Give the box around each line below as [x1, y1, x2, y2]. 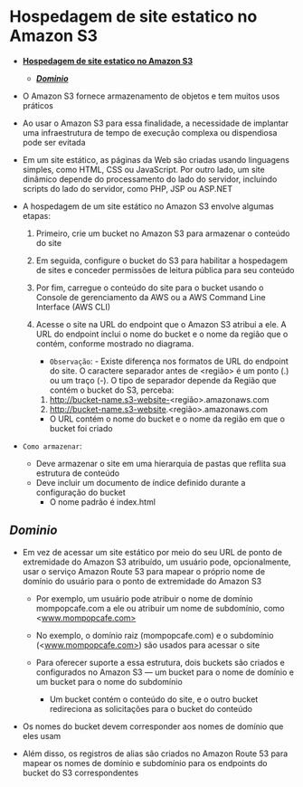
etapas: [22, 210, 52, 221]
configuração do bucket [35, 487, 127, 498]
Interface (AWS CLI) [35, 301, 111, 312]
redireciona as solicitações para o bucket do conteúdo [49, 703, 253, 714]
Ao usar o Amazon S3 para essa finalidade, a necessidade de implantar [22, 118, 289, 128]
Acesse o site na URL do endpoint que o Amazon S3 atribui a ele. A [35, 318, 287, 329]
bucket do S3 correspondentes [22, 767, 138, 778]
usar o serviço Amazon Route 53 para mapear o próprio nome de [22, 565, 265, 576]
